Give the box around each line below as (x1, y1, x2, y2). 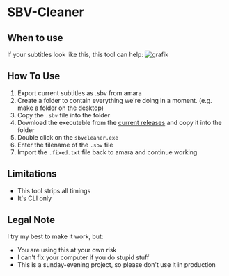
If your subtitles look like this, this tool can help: (7, 50, 144, 58)
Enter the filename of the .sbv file (17, 140, 113, 149)
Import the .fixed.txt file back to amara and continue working (17, 147, 198, 156)
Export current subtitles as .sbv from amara (17, 88, 142, 97)
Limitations (7, 168, 57, 180)
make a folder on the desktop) (17, 104, 104, 112)
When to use (7, 32, 64, 44)
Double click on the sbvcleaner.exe (17, 133, 118, 141)
